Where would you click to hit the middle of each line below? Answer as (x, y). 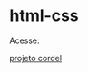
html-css (44, 16)
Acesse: (24, 40)
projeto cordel (35, 58)
